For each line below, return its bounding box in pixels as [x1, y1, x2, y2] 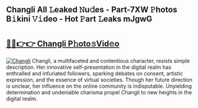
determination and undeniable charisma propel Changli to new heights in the [6, 89, 192, 96]
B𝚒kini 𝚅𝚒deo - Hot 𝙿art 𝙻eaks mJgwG [6, 14, 152, 24]
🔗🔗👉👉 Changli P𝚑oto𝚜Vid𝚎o [6, 39, 120, 49]
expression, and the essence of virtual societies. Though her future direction [6, 77, 193, 83]
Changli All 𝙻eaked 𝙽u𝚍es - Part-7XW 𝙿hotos [6, 5, 177, 15]
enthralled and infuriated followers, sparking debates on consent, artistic [6, 70, 183, 77]
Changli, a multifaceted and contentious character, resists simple [31, 58, 190, 64]
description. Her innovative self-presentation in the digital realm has [6, 63, 171, 71]
